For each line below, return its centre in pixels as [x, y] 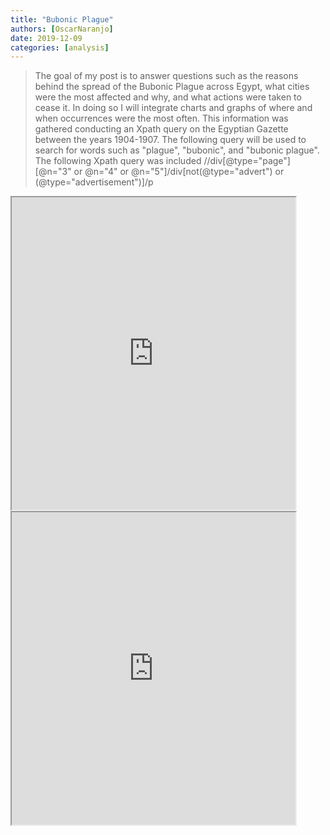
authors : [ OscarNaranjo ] [62, 29]
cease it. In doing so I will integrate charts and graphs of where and [173, 108]
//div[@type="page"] [247, 161]
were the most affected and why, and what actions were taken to [168, 97]
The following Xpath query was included [118, 161]
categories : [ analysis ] [60, 47]
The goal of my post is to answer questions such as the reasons [166, 76]
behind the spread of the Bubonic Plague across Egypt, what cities [172, 87]
